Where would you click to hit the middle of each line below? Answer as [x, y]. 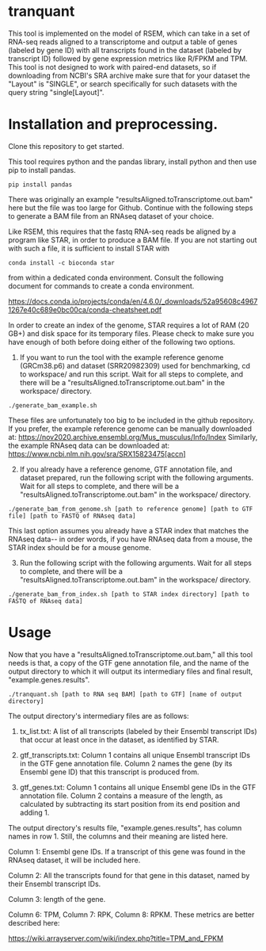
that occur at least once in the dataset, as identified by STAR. [119, 739]
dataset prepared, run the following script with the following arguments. [137, 477]
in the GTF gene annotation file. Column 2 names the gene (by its [126, 763]
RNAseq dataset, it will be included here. [74, 860]
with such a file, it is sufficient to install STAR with [89, 248]
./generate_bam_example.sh [53, 405]
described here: [34, 922]
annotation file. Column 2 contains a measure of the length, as [121, 796]
